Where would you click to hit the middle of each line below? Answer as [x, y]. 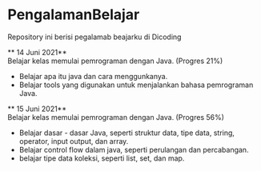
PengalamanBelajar [74, 15]
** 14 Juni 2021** [37, 52]
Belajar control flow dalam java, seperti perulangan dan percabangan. [134, 149]
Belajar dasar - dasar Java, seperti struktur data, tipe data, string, [127, 133]
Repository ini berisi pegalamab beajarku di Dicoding [94, 37]
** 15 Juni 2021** [37, 109]
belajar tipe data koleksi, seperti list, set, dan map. [102, 158]
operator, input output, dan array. [74, 141]
